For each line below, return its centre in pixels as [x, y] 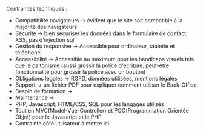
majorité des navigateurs [46, 27]
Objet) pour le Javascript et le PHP [58, 117]
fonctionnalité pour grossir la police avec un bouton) [80, 72]
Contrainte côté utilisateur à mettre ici [62, 123]
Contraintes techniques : [37, 9]
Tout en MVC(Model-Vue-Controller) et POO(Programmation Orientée [102, 111]
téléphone [28, 53]
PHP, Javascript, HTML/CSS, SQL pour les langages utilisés [90, 104]
